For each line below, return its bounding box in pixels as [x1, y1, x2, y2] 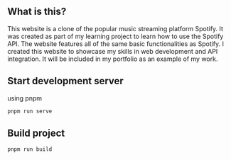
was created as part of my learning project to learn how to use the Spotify [7, 32, 224, 40]
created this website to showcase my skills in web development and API [7, 47, 218, 55]
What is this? [7, 6, 67, 18]
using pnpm [7, 93, 43, 102]
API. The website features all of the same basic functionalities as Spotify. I [7, 39, 225, 48]
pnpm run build [7, 146, 53, 153]
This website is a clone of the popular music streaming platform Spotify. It [7, 24, 224, 33]
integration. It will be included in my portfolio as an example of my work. [7, 55, 218, 63]
